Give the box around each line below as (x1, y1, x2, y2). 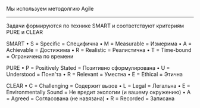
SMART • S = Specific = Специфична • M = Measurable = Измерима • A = (6, 40, 192, 47)
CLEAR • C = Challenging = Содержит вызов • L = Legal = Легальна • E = (6, 82, 190, 89)
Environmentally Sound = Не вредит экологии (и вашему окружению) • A (6, 89, 191, 95)
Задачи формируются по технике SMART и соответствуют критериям (6, 22, 185, 29)
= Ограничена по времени (6, 53, 74, 60)
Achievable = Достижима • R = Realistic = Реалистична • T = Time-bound (6, 47, 192, 53)
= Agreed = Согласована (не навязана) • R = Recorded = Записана (6, 95, 175, 102)
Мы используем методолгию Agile (6, 5, 94, 12)
